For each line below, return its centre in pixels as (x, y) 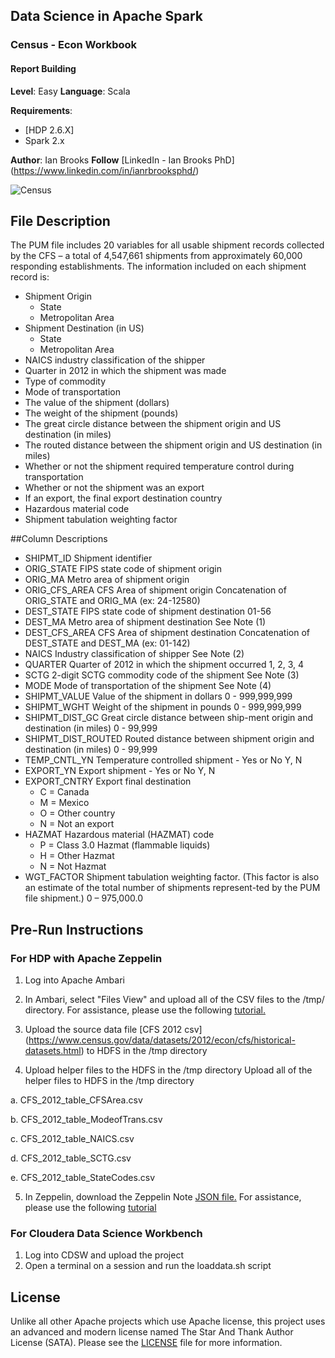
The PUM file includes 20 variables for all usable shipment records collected (167, 245)
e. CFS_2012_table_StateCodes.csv (83, 1178)
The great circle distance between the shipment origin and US (153, 424)
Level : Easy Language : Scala (70, 91)
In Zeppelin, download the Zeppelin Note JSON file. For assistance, (163, 1197)
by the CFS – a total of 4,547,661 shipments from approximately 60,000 (156, 256)
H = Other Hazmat (77, 856)
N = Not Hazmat (73, 866)
